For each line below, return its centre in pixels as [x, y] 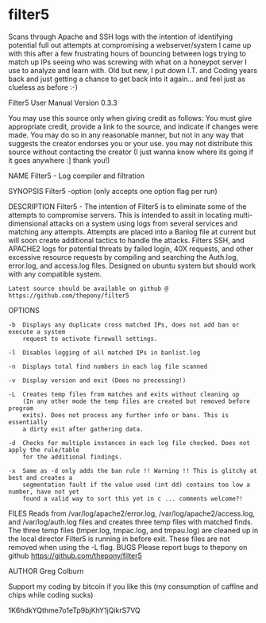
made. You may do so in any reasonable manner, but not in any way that [126, 135]
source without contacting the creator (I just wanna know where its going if [131, 152]
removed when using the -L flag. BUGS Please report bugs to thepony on [128, 547]
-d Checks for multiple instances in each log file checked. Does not [129, 443]
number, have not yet [44, 491]
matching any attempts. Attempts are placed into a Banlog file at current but [132, 231]
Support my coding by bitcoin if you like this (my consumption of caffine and [133, 586]
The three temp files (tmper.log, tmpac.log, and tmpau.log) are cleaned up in [133, 530]
